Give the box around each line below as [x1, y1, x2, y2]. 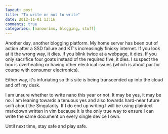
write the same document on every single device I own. [5, 113, 120, 119]
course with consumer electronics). [5, 67, 79, 73]
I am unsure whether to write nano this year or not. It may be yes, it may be [5, 92, 162, 98]
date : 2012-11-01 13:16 [5, 17, 56, 22]
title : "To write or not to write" [5, 12, 80, 17]
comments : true [5, 21, 37, 27]
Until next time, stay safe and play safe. [5, 123, 88, 129]
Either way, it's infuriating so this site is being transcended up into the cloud [5, 77, 163, 83]
